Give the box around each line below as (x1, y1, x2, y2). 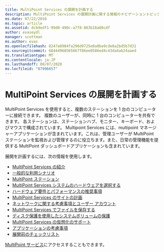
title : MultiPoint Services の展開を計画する (5, 7, 94, 12)
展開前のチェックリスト (12, 231, 60, 237)
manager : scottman (5, 35, 42, 40)
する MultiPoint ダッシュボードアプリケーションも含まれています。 (9, 143, 143, 149)
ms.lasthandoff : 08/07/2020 (5, 62, 62, 67)
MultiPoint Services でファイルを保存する (12, 206, 96, 212)
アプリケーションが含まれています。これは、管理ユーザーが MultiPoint (13, 130, 154, 136)
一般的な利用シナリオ (12, 170, 55, 176)
